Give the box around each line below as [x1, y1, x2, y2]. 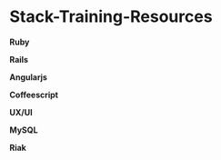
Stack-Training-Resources [9, 6, 213, 27]
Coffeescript [9, 89, 59, 100]
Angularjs [9, 71, 48, 83]
